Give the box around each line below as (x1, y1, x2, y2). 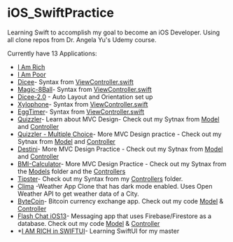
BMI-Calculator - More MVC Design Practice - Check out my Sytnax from (17, 159, 227, 168)
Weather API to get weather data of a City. (17, 189, 140, 198)
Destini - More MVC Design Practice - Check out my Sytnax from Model (17, 144, 223, 153)
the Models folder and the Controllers (17, 167, 126, 175)
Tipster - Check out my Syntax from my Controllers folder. (17, 174, 183, 183)
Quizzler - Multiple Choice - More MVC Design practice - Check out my (17, 130, 222, 138)
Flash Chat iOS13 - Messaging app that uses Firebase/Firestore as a (17, 212, 212, 220)
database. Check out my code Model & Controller (17, 219, 160, 227)
